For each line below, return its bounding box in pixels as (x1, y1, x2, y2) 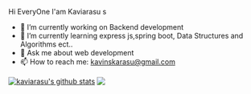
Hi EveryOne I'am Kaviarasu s (8, 7, 107, 16)
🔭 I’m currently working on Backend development (19, 22, 184, 31)
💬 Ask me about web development (19, 48, 134, 57)
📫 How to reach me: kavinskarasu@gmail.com (19, 57, 175, 67)
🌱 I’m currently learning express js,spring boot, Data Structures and (19, 31, 244, 40)
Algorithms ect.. (19, 39, 73, 49)
